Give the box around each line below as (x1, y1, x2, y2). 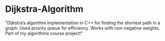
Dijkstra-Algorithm (5, 3, 83, 15)
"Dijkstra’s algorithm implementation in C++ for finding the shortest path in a (5, 20, 161, 26)
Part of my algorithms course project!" (5, 30, 83, 36)
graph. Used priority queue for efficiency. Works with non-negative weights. (5, 25, 161, 31)
